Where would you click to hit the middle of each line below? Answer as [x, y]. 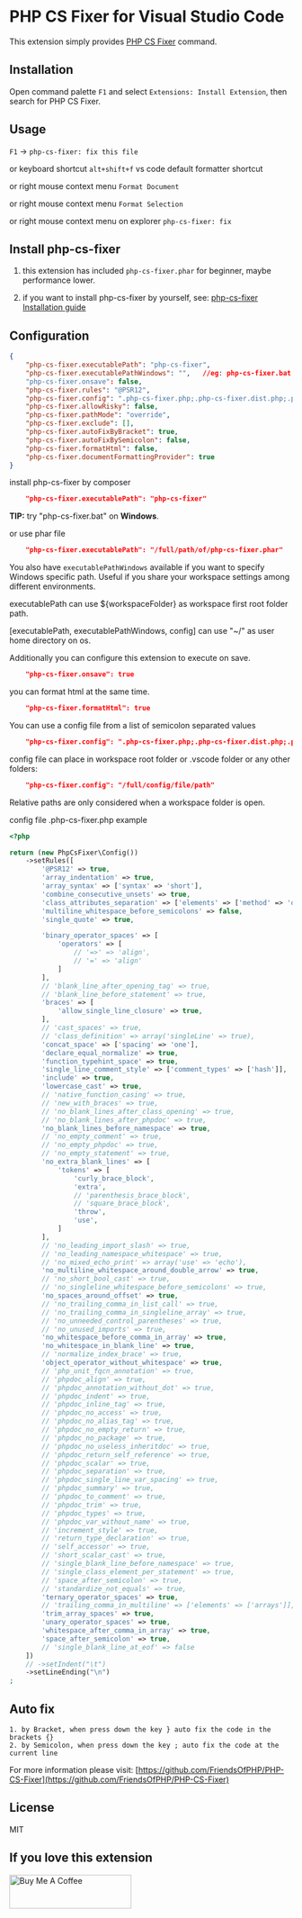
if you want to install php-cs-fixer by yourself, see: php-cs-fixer [140, 298]
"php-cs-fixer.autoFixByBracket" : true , [102, 432]
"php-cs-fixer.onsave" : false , [84, 381]
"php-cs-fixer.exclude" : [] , [80, 424]
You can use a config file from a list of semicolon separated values [133, 725]
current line [34, 1753]
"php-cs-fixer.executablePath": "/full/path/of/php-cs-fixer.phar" [154, 550]
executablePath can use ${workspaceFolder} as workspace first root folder [149, 604]
